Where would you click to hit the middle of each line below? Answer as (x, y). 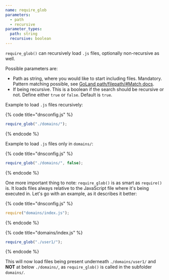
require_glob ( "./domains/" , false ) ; (44, 163)
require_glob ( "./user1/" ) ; (34, 242)
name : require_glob (26, 10)
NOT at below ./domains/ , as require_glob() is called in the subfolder (79, 267)
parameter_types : (24, 29)
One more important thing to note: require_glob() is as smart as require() (84, 183)
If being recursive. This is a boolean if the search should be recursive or (88, 89)
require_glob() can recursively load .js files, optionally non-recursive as (82, 53)
